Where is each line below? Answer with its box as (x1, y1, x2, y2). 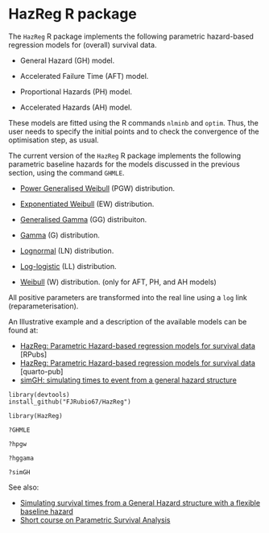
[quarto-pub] (19, 366, 64, 376)
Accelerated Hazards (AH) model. (19, 102, 133, 112)
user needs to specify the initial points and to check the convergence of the (8, 126, 259, 136)
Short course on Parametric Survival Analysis (19, 514, 171, 524)
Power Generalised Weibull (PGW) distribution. (19, 183, 176, 193)
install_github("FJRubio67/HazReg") (8, 398, 131, 406)
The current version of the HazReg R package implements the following (8, 151, 242, 160)
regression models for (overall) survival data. (8, 39, 157, 49)
